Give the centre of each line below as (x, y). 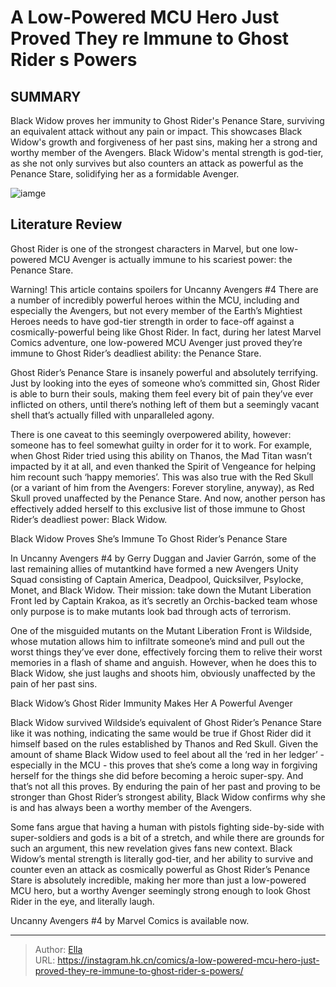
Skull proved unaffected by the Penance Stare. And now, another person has (168, 498)
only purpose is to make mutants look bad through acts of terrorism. (151, 611)
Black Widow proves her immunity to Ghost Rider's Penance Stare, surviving (167, 120)
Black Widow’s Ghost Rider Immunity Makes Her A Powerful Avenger (151, 703)
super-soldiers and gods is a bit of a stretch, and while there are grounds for (167, 837)
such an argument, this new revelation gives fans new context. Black (151, 848)
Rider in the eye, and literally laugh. (82, 901)
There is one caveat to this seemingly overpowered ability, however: (151, 434)
